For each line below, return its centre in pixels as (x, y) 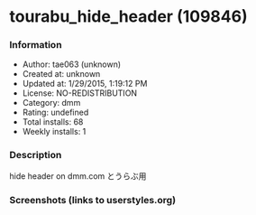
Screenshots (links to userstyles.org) (93, 200)
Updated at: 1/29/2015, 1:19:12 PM (85, 84)
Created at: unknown (61, 74)
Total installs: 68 (53, 122)
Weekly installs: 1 (54, 132)
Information (36, 45)
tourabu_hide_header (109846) (128, 17)
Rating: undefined (55, 112)
